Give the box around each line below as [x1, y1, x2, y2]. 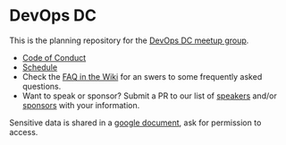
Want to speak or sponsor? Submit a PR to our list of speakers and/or [21, 90, 277, 101]
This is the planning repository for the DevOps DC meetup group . [9, 35, 249, 46]
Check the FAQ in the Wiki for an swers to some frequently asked [21, 71, 263, 81]
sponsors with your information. [21, 99, 140, 110]
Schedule [21, 62, 58, 72]
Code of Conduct [21, 52, 87, 63]
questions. [21, 81, 62, 91]
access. [9, 126, 38, 137]
